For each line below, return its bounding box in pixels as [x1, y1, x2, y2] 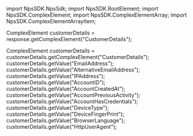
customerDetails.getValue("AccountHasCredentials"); [6, 98, 138, 105]
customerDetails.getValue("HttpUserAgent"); [6, 123, 117, 130]
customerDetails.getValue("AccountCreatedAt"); [6, 85, 126, 92]
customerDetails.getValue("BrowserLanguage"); [6, 117, 125, 124]
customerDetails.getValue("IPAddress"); [6, 73, 105, 79]
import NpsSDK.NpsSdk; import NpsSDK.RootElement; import [6, 5, 159, 12]
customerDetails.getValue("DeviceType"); [6, 104, 109, 111]
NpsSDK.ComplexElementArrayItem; [6, 18, 96, 24]
